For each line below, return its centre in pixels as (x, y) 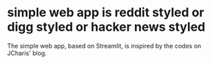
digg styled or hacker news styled (106, 27)
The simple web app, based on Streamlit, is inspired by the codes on (104, 46)
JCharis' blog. (27, 53)
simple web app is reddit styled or (106, 13)
